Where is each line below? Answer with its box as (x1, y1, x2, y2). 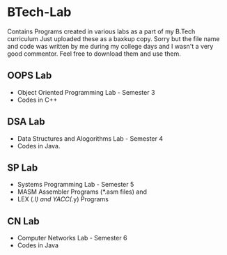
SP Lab (7, 162, 38, 173)
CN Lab (7, 215, 40, 227)
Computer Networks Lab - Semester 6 (17, 234, 127, 242)
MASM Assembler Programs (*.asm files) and (17, 187, 148, 196)
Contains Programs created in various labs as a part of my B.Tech (7, 27, 196, 36)
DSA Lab (7, 116, 45, 127)
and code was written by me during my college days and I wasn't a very (7, 42, 214, 50)
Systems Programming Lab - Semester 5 (17, 180, 134, 189)
